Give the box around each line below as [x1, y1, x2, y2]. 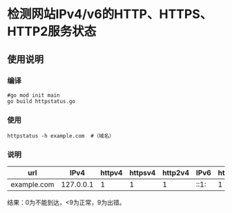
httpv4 [99, 168, 123, 178]
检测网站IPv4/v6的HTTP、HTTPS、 [7, 6, 213, 22]
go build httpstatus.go [7, 98, 76, 104]
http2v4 [162, 168, 190, 178]
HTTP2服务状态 [7, 24, 97, 39]
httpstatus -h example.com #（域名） [7, 133, 115, 140]
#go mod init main [7, 91, 60, 99]
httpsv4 [129, 168, 156, 178]
